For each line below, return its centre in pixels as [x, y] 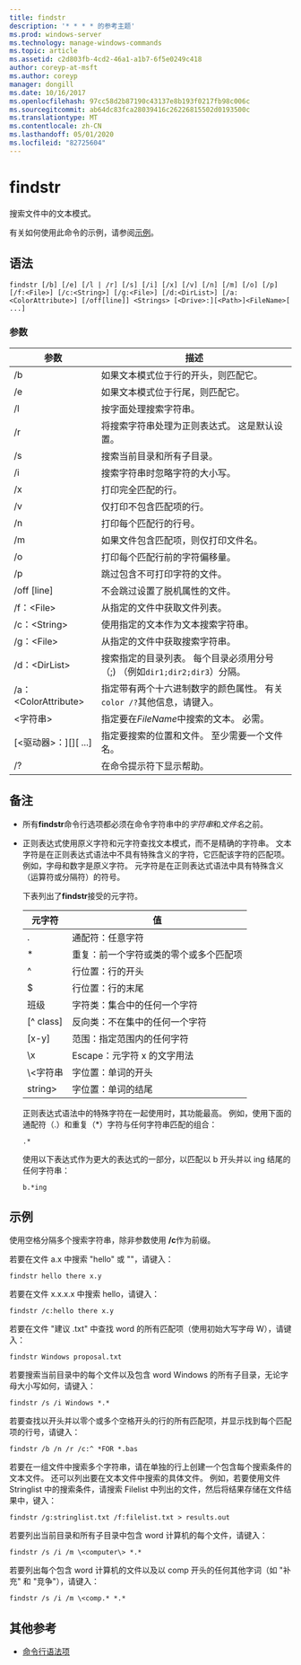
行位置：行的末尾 [107, 988]
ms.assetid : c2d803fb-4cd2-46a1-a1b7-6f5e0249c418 [106, 59]
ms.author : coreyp [43, 76]
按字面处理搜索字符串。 [151, 409]
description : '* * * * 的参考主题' [73, 26]
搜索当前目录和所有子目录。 [160, 456]
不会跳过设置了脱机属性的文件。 [169, 591]
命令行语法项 [46, 1652]
